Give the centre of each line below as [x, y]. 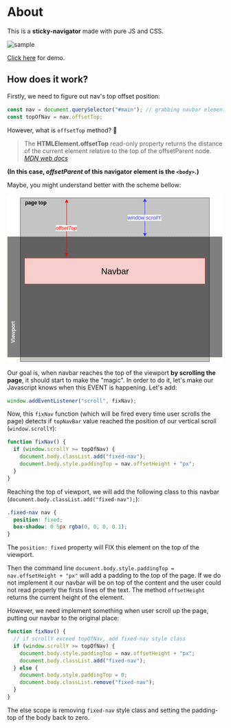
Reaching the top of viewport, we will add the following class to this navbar [113, 492]
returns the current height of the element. [66, 598]
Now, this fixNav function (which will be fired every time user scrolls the [109, 414]
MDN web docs [46, 158]
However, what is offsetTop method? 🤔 [62, 130]
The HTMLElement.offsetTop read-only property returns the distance [123, 143]
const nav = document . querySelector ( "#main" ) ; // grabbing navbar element [117, 110]
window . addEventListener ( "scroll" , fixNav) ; [72, 401]
